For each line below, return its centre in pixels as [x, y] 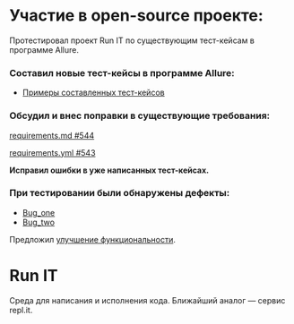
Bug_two [39, 222]
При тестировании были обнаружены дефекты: [120, 193]
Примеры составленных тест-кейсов [93, 93]
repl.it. [21, 310]
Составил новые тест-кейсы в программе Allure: [122, 72]
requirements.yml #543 [52, 152]
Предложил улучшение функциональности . [93, 239]
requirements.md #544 [52, 135]
